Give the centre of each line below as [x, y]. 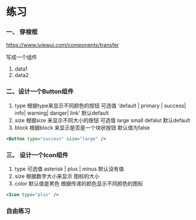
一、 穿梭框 [22, 32]
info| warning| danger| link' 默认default [62, 113]
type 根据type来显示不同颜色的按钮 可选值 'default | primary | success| [100, 105]
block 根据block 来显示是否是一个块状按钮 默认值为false [82, 128]
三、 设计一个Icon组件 [37, 155]
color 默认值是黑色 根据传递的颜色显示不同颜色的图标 [79, 184]
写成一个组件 [21, 57]
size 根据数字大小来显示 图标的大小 [57, 176]
